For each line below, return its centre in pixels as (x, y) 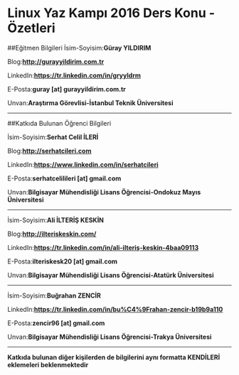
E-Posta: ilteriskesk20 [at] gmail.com (63, 261)
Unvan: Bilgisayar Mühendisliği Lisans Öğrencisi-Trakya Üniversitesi (110, 337)
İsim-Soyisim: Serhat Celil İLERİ (53, 137)
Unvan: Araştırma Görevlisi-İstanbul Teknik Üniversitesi (90, 103)
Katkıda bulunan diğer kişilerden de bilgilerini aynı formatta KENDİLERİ (114, 357)
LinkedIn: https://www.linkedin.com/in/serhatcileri (83, 164)
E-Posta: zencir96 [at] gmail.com (56, 323)
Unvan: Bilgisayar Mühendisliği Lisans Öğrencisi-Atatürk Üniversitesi (111, 275)
